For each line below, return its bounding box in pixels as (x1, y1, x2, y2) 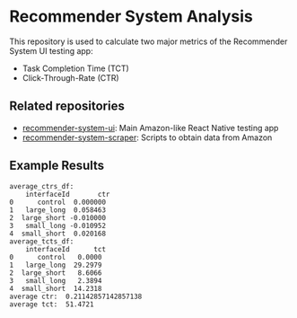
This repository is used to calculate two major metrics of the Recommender (9, 36, 288, 47)
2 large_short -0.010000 (9, 213, 106, 222)
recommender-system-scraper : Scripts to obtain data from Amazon (22, 132, 273, 143)
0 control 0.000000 (9, 198, 106, 207)
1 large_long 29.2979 (9, 261, 102, 269)
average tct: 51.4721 (9, 299, 94, 309)
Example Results (9, 158, 105, 173)
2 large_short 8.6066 (9, 268, 102, 278)
